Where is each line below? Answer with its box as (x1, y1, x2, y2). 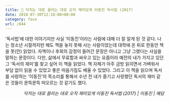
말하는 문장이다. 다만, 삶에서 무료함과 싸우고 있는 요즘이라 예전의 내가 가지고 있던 (5, 55, 164, 61)
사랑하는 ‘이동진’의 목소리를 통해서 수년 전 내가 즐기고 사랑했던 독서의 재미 (10, 73, 155, 79)
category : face (5, 17, 37, 22)
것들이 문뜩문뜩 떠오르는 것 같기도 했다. (10, 80, 87, 86)
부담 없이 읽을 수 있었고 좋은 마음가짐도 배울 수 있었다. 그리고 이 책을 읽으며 (5, 67, 153, 73)
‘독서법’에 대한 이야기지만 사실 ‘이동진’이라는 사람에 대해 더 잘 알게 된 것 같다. (5, 36, 156, 42)
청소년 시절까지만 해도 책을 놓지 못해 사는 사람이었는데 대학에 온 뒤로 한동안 (10, 42, 159, 48)
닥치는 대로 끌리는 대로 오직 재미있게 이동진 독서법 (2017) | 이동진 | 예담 (23, 90, 164, 96)
